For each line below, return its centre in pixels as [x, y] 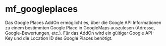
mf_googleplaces [41, 9]
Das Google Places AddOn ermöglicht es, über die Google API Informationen [83, 23]
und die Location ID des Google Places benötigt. [63, 38]
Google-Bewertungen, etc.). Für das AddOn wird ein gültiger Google [75, 33]
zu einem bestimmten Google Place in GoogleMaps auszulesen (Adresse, [80, 27]
